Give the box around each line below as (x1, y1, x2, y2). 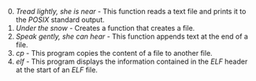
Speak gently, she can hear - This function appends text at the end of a (15, 31, 248, 41)
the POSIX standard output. (15, 15, 105, 24)
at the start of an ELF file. (15, 65, 98, 74)
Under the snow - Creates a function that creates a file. (15, 24, 195, 32)
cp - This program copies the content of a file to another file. (15, 49, 213, 57)
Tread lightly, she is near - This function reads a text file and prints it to (15, 7, 247, 16)
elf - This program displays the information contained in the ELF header (15, 57, 248, 66)
